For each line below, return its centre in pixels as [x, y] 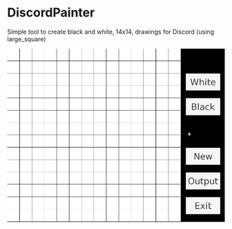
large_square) [27, 39]
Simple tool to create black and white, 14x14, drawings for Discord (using [111, 32]
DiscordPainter [51, 13]
